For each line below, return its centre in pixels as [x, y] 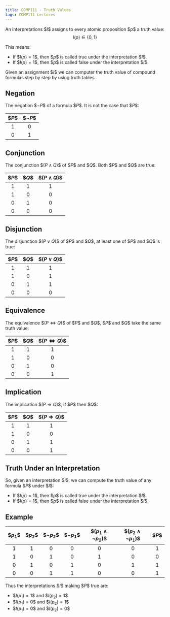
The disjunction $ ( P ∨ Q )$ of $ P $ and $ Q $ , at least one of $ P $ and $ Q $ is [83, 241]
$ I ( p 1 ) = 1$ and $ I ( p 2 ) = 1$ [40, 596]
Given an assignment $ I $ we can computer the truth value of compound [80, 72]
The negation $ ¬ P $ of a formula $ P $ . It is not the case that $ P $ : [72, 106]
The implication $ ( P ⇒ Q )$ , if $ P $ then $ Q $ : [52, 404]
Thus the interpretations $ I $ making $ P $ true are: [57, 586]
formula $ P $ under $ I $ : [30, 486]
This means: [18, 47]
